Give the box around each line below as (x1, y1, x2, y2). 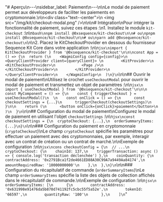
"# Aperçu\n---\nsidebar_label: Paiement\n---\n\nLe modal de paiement (5, 4, 150, 10)
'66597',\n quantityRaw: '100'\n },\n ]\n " (5, 191, 128, 197)
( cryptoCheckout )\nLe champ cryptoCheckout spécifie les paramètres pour (5, 128, 154, 134)
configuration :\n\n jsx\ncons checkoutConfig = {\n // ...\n (5, 144, 130, 150)
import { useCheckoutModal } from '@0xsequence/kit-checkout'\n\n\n (5, 87, 147, 92)
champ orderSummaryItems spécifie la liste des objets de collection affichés (5, 172, 155, 178)
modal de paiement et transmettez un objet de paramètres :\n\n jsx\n (5, 82, 143, 88)
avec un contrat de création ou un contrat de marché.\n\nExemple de (5, 139, 144, 144)
